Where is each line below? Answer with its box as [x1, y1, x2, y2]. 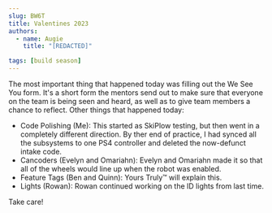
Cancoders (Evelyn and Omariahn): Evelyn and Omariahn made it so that [19, 155, 263, 165]
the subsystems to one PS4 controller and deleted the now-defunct [19, 138, 246, 147]
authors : [8, 27, 38, 35]
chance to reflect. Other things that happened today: [8, 105, 184, 115]
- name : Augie [15, 34, 63, 43]
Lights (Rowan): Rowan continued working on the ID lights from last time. [19, 181, 264, 191]
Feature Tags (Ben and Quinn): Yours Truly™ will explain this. [19, 172, 222, 182]
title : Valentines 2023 [8, 20, 89, 28]
